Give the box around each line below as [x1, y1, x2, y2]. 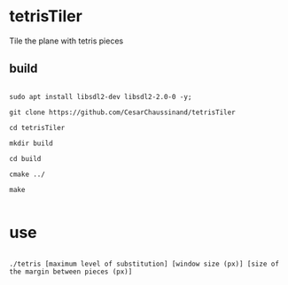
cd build [9, 154, 42, 163]
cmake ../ [9, 170, 46, 179]
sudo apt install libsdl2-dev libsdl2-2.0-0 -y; [9, 92, 192, 101]
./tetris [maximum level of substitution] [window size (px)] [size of [9, 259, 279, 268]
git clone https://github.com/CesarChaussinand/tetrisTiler [9, 108, 237, 117]
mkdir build [9, 139, 53, 148]
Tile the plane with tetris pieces [9, 35, 124, 46]
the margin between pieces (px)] [9, 267, 133, 276]
